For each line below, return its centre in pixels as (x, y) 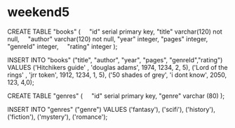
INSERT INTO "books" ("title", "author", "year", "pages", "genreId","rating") (115, 59)
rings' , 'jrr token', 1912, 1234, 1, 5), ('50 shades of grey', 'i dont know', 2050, (117, 75)
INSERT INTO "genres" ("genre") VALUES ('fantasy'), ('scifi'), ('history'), (111, 109)
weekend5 (39, 12)
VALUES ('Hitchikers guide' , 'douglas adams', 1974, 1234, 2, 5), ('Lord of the (117, 67)
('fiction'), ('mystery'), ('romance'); (58, 117)
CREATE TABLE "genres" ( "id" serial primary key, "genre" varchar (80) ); (116, 96)
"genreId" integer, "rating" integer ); (62, 46)
